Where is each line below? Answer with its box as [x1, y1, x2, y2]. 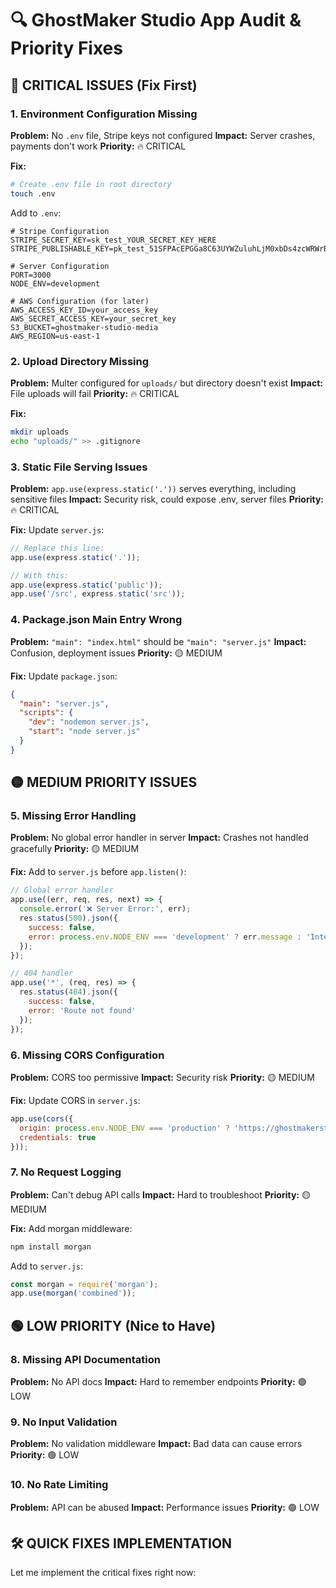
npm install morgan [10, 1242, 92, 1252]
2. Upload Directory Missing [10, 354, 150, 368]
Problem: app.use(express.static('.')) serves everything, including [10, 482, 297, 494]
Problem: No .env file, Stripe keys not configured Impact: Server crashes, [10, 129, 316, 141]
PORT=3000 [10, 270, 52, 280]
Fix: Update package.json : [10, 670, 118, 682]
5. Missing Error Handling [10, 809, 137, 823]
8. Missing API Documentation [10, 1352, 161, 1366]
